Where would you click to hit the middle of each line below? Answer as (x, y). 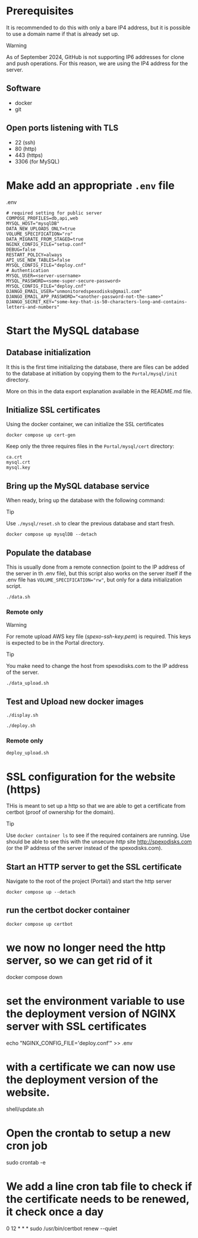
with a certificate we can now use (91, 1067)
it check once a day (55, 1211)
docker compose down (34, 977)
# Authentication (28, 270)
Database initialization (48, 352)
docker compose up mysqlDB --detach (51, 535)
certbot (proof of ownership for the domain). (60, 812)
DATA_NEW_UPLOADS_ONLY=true (41, 229)
